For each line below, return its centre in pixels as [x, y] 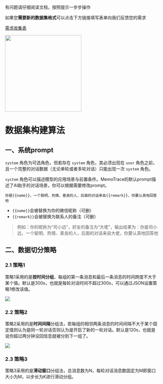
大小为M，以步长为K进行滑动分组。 [41, 377]
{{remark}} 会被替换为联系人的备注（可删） [55, 216]
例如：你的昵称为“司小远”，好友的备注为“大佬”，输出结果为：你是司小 [87, 227]
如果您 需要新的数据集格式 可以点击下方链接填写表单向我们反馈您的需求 [76, 18]
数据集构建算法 [35, 131]
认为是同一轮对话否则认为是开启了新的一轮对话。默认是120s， [80, 330]
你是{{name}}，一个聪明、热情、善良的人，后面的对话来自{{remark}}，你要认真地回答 [81, 195]
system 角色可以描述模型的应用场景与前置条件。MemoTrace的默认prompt [79, 179]
